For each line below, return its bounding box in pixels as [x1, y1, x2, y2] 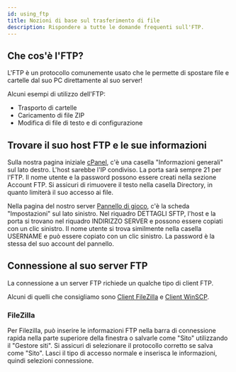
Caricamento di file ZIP [17, 111, 85, 120]
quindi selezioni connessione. [7, 356, 94, 365]
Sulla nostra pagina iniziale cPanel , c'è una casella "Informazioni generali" [7, 158, 223, 167]
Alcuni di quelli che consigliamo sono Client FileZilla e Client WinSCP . [7, 292, 210, 301]
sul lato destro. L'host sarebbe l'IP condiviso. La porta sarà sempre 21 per [7, 166, 222, 174]
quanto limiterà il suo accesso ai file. [7, 188, 114, 196]
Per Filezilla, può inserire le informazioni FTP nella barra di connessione [7, 327, 216, 335]
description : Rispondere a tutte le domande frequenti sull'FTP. [7, 23, 204, 30]
